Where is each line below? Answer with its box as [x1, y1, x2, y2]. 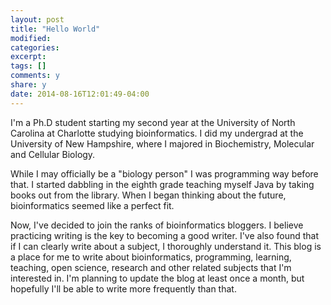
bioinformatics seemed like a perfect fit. [10, 199, 175, 211]
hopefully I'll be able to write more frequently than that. [10, 282, 237, 295]
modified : [10, 33, 52, 43]
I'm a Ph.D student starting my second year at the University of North [10, 116, 296, 128]
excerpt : [10, 52, 47, 62]
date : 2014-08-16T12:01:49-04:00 [10, 89, 150, 99]
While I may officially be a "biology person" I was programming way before [10, 167, 319, 180]
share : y [10, 80, 47, 90]
